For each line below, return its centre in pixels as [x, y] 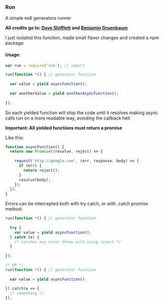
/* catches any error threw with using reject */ [68, 242]
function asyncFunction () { [35, 147]
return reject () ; [42, 170]
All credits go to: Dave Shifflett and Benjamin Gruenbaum [67, 28]
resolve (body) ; [35, 180]
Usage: [13, 55]
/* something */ [27, 293]
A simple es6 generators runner [38, 18]
